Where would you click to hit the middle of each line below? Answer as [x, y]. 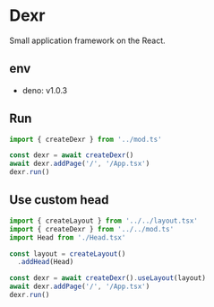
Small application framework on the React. [87, 40]
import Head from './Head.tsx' [68, 237]
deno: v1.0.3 [45, 90]
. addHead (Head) [46, 262]
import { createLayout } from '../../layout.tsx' [104, 221]
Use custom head [59, 200]
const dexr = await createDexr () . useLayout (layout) [107, 278]
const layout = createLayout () [68, 254]
